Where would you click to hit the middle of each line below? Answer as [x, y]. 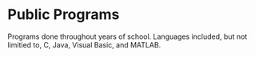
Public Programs [64, 15]
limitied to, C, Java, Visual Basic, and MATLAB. [84, 44]
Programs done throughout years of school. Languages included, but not [127, 36]
